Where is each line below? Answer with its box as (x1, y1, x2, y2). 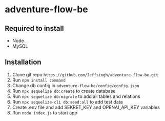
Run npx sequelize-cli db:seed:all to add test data (12, 98, 123, 105)
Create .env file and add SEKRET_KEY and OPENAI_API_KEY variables (12, 104, 160, 110)
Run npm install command (12, 77, 66, 83)
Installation (5, 58, 42, 67)
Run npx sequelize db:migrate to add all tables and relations (12, 93, 140, 99)
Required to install (5, 24, 65, 33)
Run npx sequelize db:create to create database (12, 88, 116, 94)
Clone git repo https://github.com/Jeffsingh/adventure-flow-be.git (12, 71, 158, 77)
